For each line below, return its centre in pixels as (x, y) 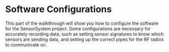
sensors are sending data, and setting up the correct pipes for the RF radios (84, 39)
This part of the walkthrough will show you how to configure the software (82, 23)
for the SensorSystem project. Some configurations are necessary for (78, 28)
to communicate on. (26, 44)
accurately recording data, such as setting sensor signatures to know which (84, 34)
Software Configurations (59, 9)
